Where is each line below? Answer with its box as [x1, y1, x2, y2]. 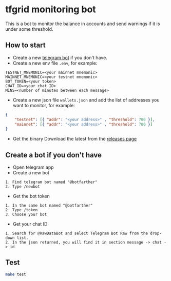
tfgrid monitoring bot [5, 4, 96, 15]
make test [5, 272, 27, 277]
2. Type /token [5, 208, 38, 213]
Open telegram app [12, 164, 54, 170]
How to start [5, 41, 46, 50]
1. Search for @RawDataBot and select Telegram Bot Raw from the [5, 231, 148, 236]
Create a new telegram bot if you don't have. [12, 54, 108, 61]
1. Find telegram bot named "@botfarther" [5, 179, 98, 185]
